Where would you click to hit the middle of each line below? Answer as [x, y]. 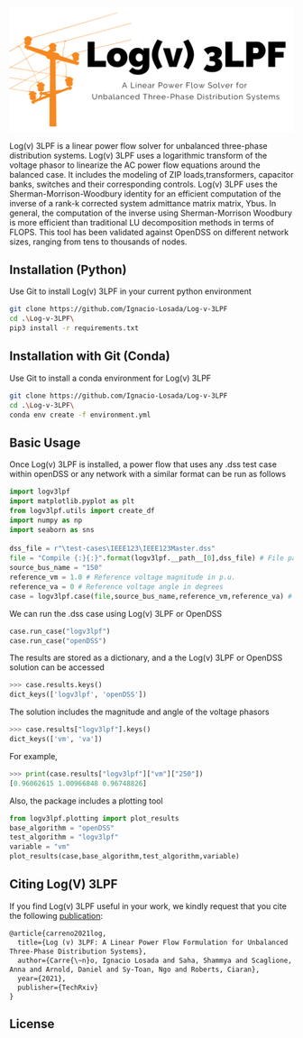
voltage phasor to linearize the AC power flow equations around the [135, 165]
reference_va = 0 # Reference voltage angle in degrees [116, 587]
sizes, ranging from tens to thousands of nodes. [98, 242]
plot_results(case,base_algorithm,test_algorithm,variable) [125, 857]
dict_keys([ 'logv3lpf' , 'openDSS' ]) [78, 695]
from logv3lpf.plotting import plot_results [94, 818]
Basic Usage [45, 442]
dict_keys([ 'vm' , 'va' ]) [56, 739]
